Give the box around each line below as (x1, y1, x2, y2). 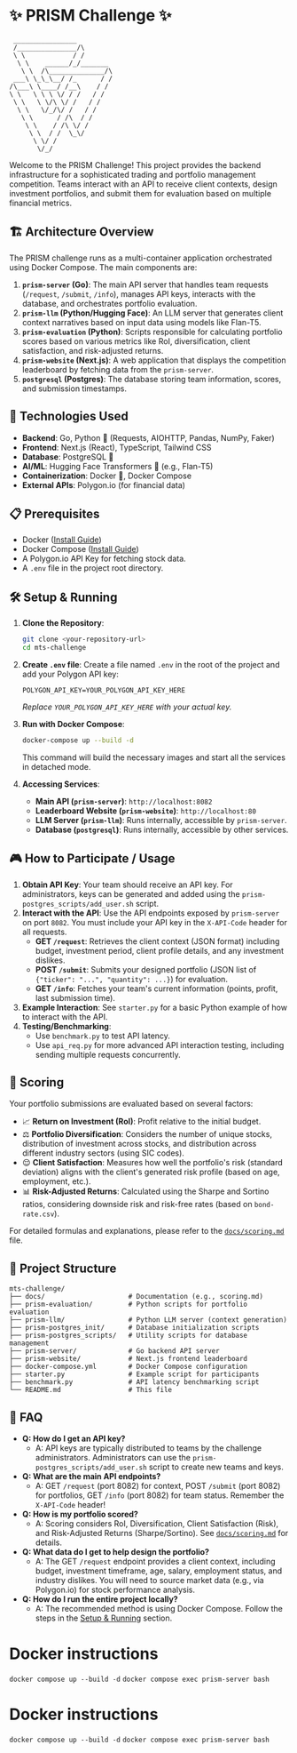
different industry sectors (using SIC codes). (21, 1148, 184, 1158)
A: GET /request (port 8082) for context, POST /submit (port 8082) (35, 1481, 281, 1492)
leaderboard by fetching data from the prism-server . (21, 364, 215, 374)
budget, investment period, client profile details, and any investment (35, 945, 285, 956)
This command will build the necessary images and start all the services (21, 752, 286, 763)
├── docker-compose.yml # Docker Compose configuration (9, 1362, 248, 1372)
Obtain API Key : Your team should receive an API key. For (21, 879, 233, 890)
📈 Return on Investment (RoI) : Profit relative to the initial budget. (21, 1117, 262, 1127)
